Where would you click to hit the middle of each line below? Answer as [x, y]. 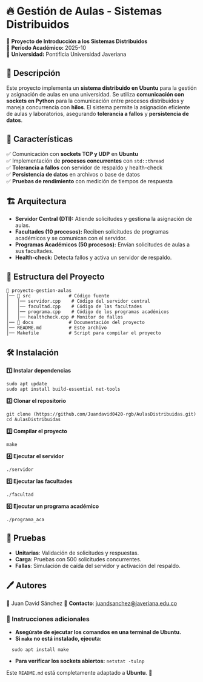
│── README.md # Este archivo [57, 328]
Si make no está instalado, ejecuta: [58, 638]
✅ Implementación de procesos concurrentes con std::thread [85, 160]
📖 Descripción [33, 73]
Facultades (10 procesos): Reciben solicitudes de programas [92, 232]
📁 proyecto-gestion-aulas [39, 291]
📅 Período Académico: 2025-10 [46, 47]
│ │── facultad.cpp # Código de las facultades [74, 307]
